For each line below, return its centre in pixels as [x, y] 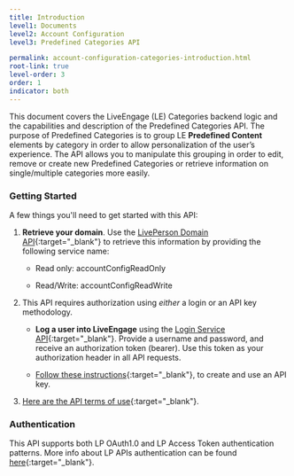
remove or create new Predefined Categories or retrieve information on [139, 163]
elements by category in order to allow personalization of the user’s [132, 144]
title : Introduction [47, 17]
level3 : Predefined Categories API [75, 42]
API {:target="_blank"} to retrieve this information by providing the [141, 241]
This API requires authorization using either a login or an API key [139, 302]
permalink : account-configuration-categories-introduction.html [130, 59]
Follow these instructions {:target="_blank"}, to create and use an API [161, 374]
